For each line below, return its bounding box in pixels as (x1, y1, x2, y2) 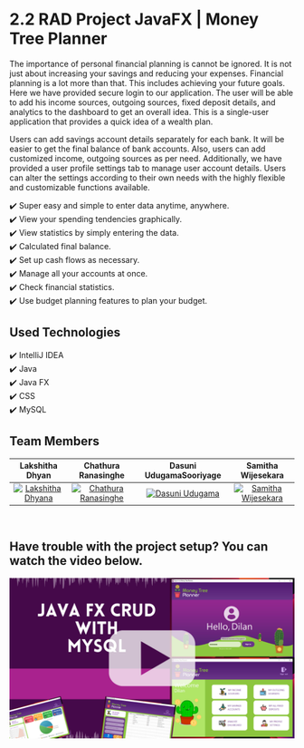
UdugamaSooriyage (144, 470, 222, 481)
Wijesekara (240, 470, 285, 481)
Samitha (246, 461, 279, 471)
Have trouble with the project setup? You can (9, 539, 269, 555)
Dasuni (169, 461, 197, 471)
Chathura (83, 461, 120, 471)
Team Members (9, 433, 100, 449)
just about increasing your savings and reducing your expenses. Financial (9, 68, 284, 79)
